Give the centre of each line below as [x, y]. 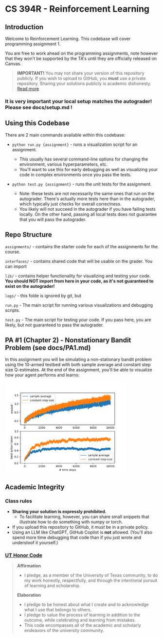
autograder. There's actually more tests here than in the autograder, [87, 199]
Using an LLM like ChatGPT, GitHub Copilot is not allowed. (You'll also [82, 532]
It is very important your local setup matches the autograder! [79, 101]
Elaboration [29, 595]
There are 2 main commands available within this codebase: [65, 135]
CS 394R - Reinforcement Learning [77, 9]
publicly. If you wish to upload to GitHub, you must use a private [81, 78]
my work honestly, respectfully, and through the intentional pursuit [91, 580]
